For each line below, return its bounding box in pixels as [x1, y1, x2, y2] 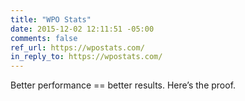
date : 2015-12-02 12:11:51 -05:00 [10, 24, 155, 34]
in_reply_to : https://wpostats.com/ [10, 52, 163, 62]
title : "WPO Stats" [10, 14, 92, 25]
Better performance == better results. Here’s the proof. [10, 79, 237, 91]
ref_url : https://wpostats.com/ [10, 42, 145, 53]
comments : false [10, 33, 78, 43]
